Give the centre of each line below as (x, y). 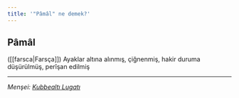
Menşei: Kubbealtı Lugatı (44, 87)
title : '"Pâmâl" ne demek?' (49, 14)
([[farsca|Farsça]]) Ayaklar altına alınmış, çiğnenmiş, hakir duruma (104, 59)
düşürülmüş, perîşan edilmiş (49, 67)
